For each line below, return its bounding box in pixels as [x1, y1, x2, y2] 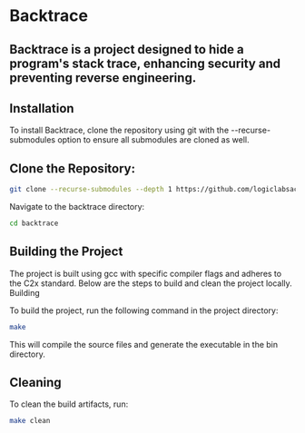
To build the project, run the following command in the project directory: [9, 305, 279, 316]
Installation [9, 101, 74, 116]
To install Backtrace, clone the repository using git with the [9, 124, 230, 136]
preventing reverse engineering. [9, 70, 197, 85]
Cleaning [9, 375, 62, 390]
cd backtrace [9, 219, 59, 228]
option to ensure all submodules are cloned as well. [57, 134, 250, 145]
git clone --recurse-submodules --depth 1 [9, 185, 172, 194]
